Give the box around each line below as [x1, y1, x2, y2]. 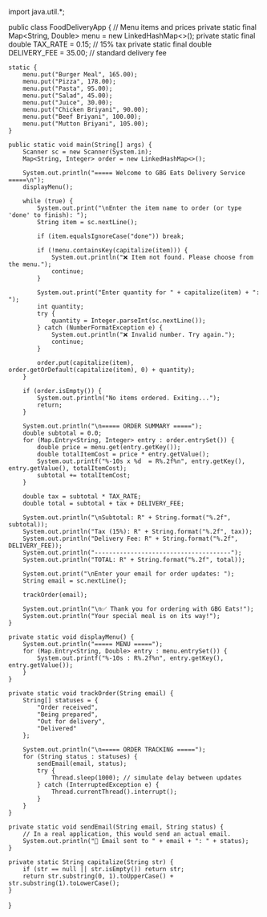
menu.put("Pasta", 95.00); [22, 84, 113, 92]
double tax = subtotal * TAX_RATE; [22, 493, 142, 501]
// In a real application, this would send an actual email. [22, 830, 231, 838]
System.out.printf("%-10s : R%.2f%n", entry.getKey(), [37, 654, 225, 662]
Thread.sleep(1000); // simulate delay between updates [51, 774, 242, 782]
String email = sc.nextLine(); [22, 577, 127, 585]
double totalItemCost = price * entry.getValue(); [37, 450, 210, 458]
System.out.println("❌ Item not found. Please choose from [51, 253, 254, 261]
